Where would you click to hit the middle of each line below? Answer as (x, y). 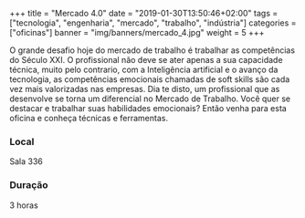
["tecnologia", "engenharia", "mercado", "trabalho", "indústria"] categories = (153, 23)
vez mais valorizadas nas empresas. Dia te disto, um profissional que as (145, 89)
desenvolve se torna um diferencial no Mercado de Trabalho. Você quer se (150, 99)
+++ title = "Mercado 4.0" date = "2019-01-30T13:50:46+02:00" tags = (144, 13)
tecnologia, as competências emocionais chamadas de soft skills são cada (150, 79)
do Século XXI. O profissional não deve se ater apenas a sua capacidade (146, 60)
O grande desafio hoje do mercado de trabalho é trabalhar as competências (152, 50)
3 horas (24, 205)
